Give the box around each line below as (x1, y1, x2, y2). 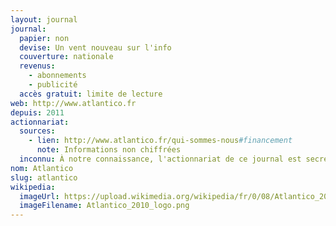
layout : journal (10, 14, 78, 25)
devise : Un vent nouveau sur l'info (19, 42, 172, 53)
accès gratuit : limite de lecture (19, 89, 163, 99)
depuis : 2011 (10, 107, 65, 118)
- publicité (28, 80, 78, 90)
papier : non (19, 33, 70, 43)
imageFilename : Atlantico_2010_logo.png (19, 201, 190, 211)
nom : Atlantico (10, 163, 74, 173)
